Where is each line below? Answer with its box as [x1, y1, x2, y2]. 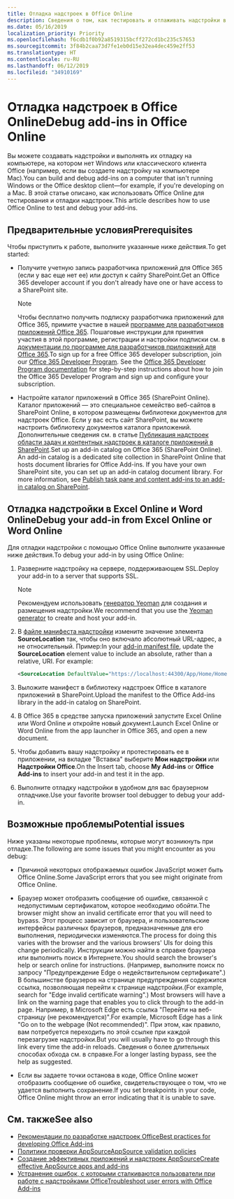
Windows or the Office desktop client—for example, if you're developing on [7, 181, 225, 190]
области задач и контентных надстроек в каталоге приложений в [17, 438, 214, 446]
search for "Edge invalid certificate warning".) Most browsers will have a [17, 991, 226, 999]
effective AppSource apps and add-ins [17, 1162, 129, 1170]
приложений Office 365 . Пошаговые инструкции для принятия [17, 328, 204, 336]
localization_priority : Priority [7, 29, 105, 37]
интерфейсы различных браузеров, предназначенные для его [17, 923, 204, 932]
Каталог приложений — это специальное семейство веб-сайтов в [17, 401, 217, 409]
